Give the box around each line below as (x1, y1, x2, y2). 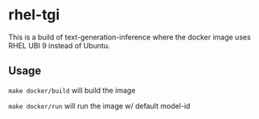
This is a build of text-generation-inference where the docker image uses (8, 32, 251, 42)
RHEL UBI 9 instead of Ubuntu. (8, 40, 110, 50)
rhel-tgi (8, 6, 60, 24)
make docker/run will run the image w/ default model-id (8, 101, 191, 110)
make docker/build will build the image (8, 85, 136, 95)
